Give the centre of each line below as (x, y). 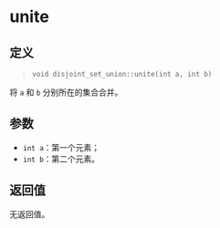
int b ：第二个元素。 (61, 159)
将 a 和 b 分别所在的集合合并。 (66, 92)
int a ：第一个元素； (61, 147)
